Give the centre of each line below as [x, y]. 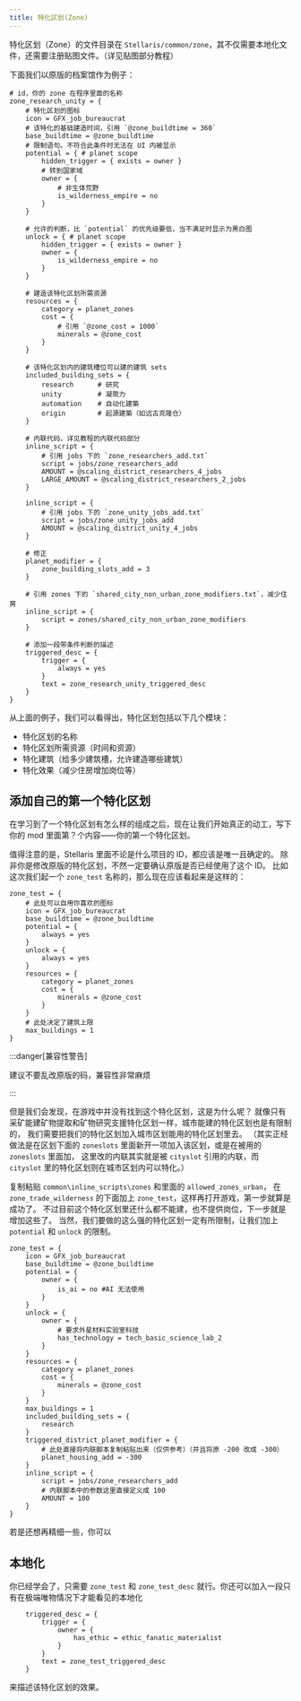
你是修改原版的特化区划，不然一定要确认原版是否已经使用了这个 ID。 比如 [152, 865]
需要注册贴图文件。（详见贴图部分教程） [105, 56]
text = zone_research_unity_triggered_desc [124, 684]
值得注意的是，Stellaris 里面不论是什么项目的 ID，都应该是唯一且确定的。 [144, 855]
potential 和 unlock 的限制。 [63, 1232]
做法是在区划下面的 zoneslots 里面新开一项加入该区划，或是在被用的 [136, 1145]
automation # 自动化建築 [90, 404]
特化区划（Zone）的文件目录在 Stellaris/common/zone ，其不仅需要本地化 [144, 44]
